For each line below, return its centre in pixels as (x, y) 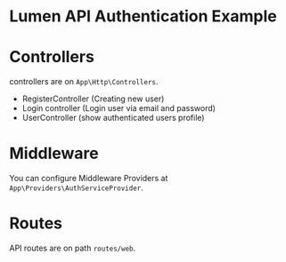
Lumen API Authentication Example (143, 16)
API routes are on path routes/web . (73, 248)
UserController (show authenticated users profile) (113, 118)
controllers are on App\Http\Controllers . (84, 82)
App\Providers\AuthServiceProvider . (77, 187)
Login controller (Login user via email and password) (119, 108)
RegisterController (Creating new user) (93, 99)
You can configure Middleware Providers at (89, 179)
